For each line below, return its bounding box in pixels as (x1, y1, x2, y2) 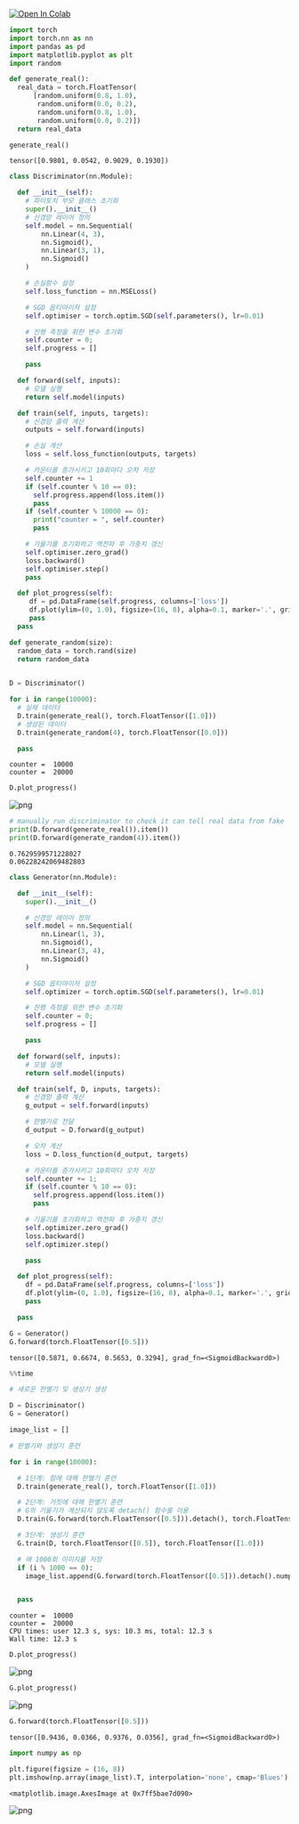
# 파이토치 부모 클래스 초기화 (25, 197, 118, 206)
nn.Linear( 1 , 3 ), (41, 930, 105, 939)
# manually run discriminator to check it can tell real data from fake (9, 817, 285, 826)
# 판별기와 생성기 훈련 (9, 1441, 81, 1450)
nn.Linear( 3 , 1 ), (41, 246, 105, 255)
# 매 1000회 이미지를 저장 (17, 1554, 102, 1564)
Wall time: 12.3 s (9, 1634, 77, 1644)
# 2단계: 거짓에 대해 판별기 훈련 (17, 1498, 123, 1507)
